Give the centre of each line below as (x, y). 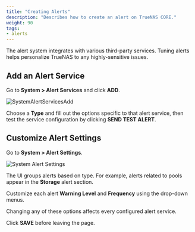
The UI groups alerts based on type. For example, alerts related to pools (94, 175)
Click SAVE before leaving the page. (51, 222)
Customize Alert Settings (54, 138)
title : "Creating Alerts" (38, 12)
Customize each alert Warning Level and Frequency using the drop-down (97, 193)
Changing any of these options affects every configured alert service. (91, 211)
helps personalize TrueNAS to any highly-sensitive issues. (77, 57)
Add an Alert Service (45, 76)
